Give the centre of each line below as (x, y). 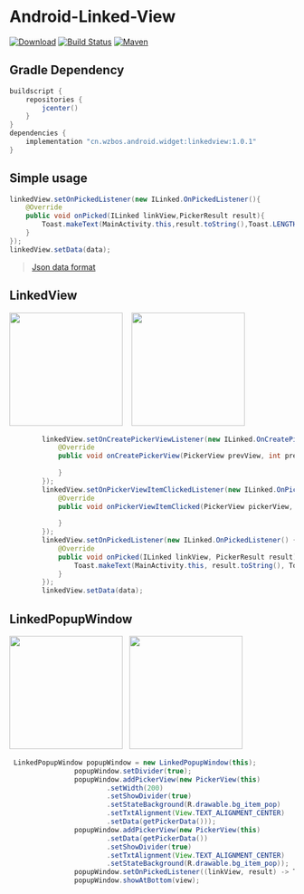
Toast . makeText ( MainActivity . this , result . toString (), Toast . (157, 225)
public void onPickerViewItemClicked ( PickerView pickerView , (176, 506)
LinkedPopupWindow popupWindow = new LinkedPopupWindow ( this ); (135, 763)
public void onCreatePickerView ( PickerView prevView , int (169, 456)
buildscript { (36, 91)
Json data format (64, 267)
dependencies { (38, 133)
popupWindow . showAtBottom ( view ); (137, 880)
